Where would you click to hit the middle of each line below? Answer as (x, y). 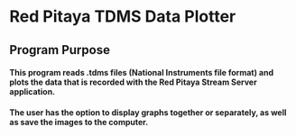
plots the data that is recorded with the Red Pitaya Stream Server (133, 82)
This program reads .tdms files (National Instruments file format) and (141, 73)
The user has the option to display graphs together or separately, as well (148, 112)
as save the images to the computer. (79, 122)
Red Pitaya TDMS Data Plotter (123, 17)
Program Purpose (60, 50)
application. (32, 92)
